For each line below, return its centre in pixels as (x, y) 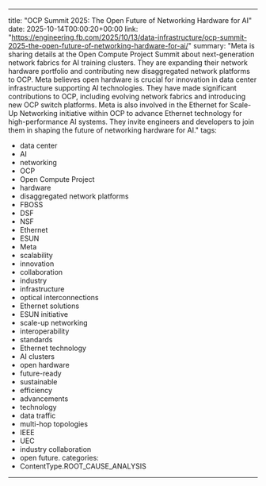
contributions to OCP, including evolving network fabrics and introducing (127, 96)
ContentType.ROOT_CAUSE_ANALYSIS (83, 466)
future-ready (40, 373)
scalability (36, 255)
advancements (44, 399)
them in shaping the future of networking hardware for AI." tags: (113, 130)
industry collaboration (55, 449)
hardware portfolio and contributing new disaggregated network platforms (129, 71)
